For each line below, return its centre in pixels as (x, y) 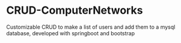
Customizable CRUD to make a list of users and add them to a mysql (91, 27)
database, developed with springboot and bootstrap (71, 33)
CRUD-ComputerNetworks (75, 10)
